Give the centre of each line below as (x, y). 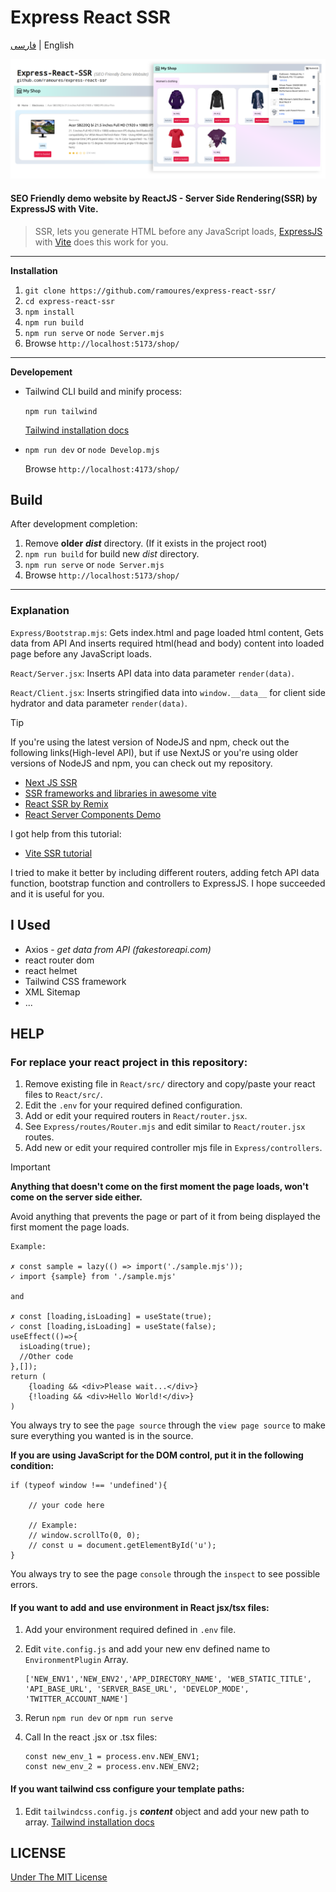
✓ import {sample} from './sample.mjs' (93, 1277)
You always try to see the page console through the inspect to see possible (165, 1574)
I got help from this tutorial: (66, 833)
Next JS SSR (51, 782)
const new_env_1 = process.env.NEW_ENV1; (112, 1757)
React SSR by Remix (66, 803)
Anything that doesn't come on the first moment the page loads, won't (159, 1187)
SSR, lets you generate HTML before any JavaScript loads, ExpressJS (178, 231)
